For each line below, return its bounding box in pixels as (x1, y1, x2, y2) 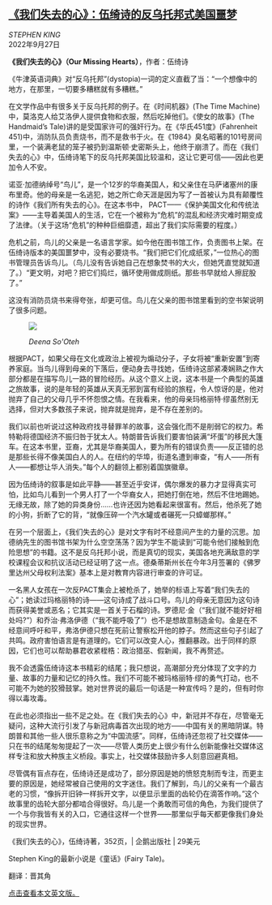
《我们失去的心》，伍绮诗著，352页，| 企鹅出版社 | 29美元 (8, 836, 201, 846)
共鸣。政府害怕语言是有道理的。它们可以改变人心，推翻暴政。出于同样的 (8, 636, 249, 645)
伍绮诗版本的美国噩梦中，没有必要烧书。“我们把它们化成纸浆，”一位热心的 (8, 247, 253, 257)
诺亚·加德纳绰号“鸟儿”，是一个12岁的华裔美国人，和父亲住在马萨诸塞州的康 (8, 179, 258, 189)
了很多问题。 (8, 305, 51, 315)
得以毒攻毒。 (8, 693, 51, 703)
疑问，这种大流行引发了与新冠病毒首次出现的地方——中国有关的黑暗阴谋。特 (8, 721, 264, 730)
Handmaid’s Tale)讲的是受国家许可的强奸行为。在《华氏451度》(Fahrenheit (8, 121, 257, 131)
